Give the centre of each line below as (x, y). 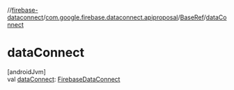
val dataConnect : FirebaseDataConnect (64, 79)
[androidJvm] (27, 71)
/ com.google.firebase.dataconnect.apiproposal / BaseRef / (125, 17)
